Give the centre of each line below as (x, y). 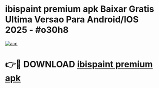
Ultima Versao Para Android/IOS (72, 19)
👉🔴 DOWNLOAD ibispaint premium (79, 64)
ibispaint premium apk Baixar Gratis (79, 9)
